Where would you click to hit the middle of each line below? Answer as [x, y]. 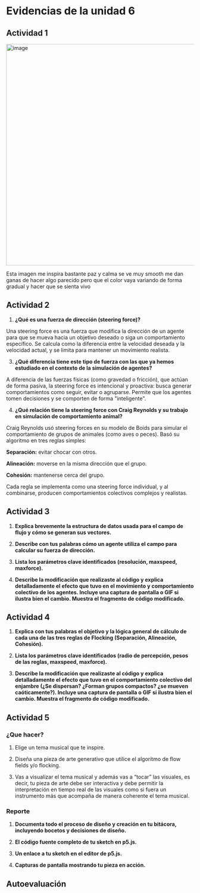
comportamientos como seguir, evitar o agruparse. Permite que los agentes [99, 392]
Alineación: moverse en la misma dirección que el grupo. [76, 463]
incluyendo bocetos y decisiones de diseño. [71, 830]
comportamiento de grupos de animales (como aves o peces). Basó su [93, 434]
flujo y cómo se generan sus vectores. [63, 532]
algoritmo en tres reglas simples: [46, 440]
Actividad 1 [27, 33]
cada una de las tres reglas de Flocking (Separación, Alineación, [96, 638]
